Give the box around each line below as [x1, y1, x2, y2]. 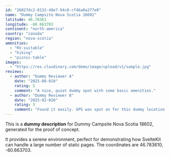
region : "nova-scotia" [5, 36, 53, 41]
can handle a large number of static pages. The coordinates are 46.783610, [5, 142, 163, 148]
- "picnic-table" [10, 55, 47, 60]
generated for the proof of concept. [5, 126, 80, 133]
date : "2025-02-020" [14, 97, 58, 102]
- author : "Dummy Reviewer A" [10, 74, 74, 79]
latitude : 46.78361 [5, 17, 47, 22]
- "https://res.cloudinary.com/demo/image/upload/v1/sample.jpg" [10, 64, 152, 69]
